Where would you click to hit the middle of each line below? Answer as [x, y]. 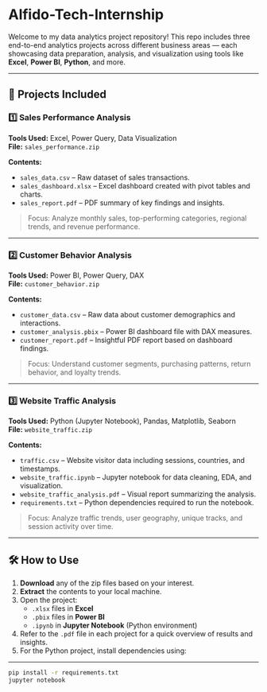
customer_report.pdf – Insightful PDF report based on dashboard [126, 340]
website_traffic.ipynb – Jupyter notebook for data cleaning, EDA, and [135, 477]
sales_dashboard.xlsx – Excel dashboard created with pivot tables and [135, 185]
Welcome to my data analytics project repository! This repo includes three [129, 37]
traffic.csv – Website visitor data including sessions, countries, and [132, 461]
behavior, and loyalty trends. [74, 372]
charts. [31, 194]
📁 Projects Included [58, 94]
